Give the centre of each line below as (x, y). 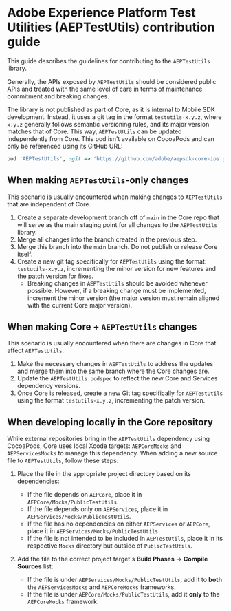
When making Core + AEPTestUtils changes (102, 327)
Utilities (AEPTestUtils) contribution (111, 27)
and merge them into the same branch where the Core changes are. (113, 371)
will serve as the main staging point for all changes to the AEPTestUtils (117, 224)
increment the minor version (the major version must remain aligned (123, 298)
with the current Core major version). (80, 305)
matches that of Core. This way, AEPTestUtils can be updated (95, 131)
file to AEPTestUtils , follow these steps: (63, 461)
